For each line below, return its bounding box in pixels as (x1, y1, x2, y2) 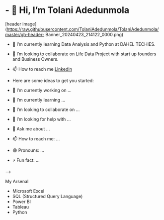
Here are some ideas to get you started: (12, 77, 94, 84)
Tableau (12, 204, 29, 210)
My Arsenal (5, 178, 29, 184)
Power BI (12, 199, 31, 205)
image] (22, 21, 37, 27)
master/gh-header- (5, 31, 45, 37)
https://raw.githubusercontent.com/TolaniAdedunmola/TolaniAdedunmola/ (6, 26, 159, 32)
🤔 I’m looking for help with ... (12, 116, 71, 122)
